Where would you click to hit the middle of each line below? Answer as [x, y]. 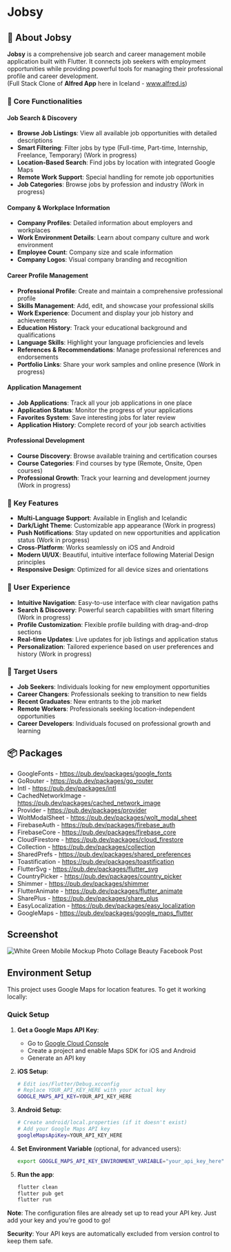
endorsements [38, 357]
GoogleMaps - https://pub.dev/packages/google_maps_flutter [105, 913]
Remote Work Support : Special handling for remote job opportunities [115, 177]
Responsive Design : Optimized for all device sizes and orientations [113, 570]
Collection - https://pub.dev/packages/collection [86, 847]
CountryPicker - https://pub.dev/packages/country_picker [99, 876]
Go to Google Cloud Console [68, 1043]
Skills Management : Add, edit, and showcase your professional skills [115, 305]
